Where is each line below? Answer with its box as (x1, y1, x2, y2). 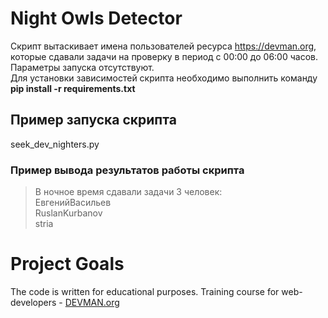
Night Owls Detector (10, 7, 183, 30)
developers (10, 296, 57, 308)
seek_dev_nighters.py (10, 138, 100, 150)
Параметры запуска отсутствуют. (10, 61, 155, 73)
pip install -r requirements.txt (10, 82, 136, 94)
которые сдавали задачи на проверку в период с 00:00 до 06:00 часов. (10, 50, 319, 62)
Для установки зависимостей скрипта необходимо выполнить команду (10, 72, 318, 84)
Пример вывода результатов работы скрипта (10, 163, 245, 177)
